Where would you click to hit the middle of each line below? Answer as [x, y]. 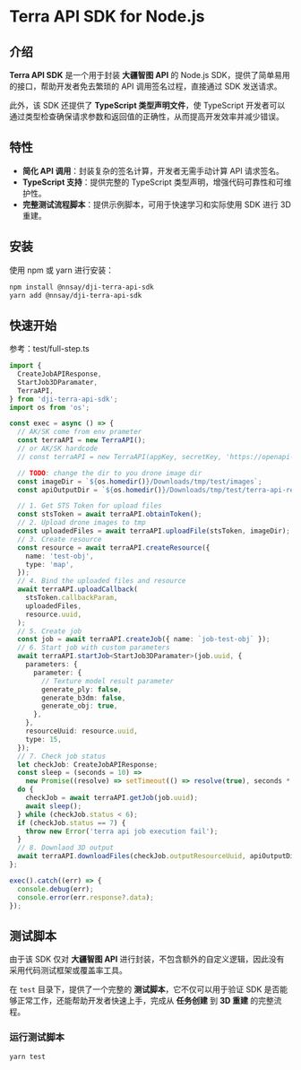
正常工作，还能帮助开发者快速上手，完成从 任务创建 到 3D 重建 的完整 [146, 1001]
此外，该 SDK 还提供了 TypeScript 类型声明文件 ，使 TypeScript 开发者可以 [147, 105]
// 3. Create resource [60, 539]
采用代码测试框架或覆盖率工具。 [68, 970]
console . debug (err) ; [56, 889]
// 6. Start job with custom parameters [94, 648]
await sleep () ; [54, 806]
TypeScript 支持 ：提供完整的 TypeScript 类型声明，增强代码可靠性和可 [153, 182]
